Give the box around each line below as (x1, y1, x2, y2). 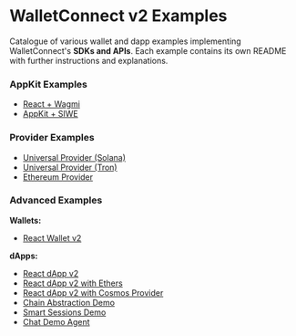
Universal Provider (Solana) (22, 152, 126, 163)
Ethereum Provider (22, 171, 94, 183)
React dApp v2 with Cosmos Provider (22, 287, 164, 298)
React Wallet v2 (22, 232, 82, 243)
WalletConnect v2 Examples (9, 5, 228, 26)
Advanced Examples (9, 194, 103, 206)
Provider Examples (9, 131, 95, 144)
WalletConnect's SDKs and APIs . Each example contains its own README (9, 45, 287, 56)
